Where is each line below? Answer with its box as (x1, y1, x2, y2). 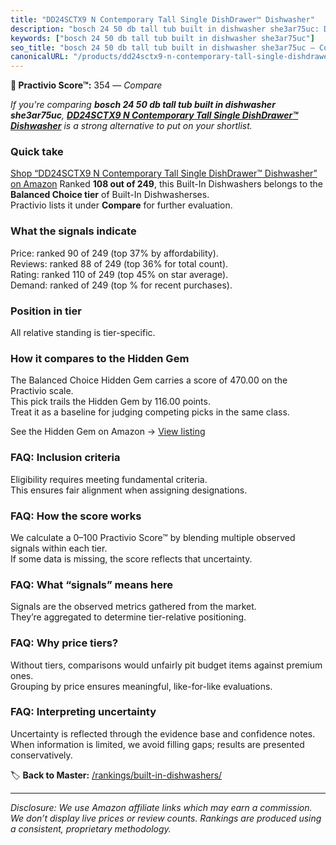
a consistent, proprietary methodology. (10, 822, 172, 835)
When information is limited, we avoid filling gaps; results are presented (10, 738, 305, 750)
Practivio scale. (10, 385, 74, 397)
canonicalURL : (10, 52, 70, 62)
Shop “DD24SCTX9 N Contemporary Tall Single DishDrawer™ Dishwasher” (10, 167, 318, 180)
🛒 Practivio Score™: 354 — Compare (10, 79, 163, 91)
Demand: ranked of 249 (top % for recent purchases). (10, 279, 233, 291)
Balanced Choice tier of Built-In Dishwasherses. (10, 189, 210, 201)
